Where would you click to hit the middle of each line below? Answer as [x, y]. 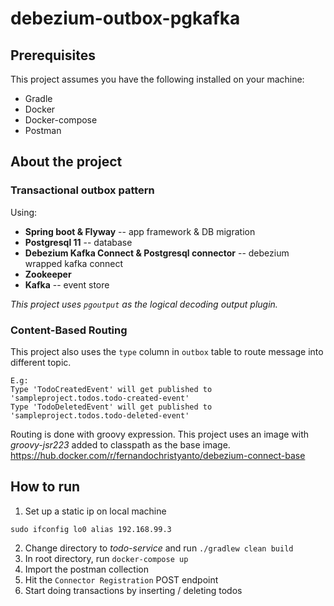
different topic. [41, 362]
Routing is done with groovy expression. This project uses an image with [160, 434]
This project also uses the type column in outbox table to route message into [167, 351]
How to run [45, 487]
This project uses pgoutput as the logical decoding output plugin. [144, 304]
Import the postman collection [86, 569]
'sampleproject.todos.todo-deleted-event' [100, 415]
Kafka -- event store [67, 284]
